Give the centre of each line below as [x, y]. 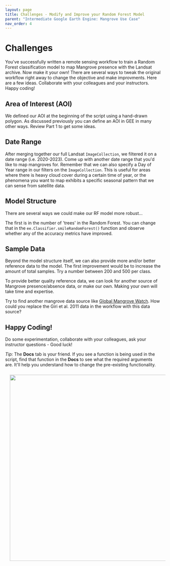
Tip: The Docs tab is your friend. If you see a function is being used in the [80, 354]
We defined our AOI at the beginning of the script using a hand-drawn [76, 116]
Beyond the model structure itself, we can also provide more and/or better [80, 261]
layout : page [19, 10]
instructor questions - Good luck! [39, 345]
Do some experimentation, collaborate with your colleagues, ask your [76, 339]
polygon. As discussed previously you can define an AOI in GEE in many [78, 121]
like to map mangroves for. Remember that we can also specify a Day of [78, 164]
